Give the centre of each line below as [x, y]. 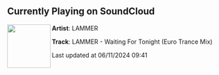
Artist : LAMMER [75, 28]
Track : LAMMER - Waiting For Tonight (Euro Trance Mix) [132, 42]
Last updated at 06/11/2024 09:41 [99, 55]
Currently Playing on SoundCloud [81, 11]
